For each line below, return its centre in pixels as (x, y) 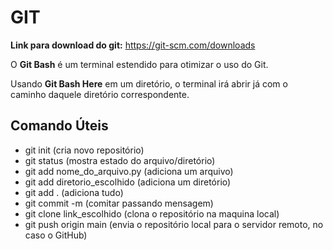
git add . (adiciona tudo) (74, 192)
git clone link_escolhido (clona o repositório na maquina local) (152, 213)
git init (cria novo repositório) (84, 150)
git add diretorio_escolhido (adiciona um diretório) (128, 182)
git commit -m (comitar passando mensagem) (119, 203)
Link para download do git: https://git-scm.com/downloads (133, 45)
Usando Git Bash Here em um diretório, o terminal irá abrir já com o (149, 83)
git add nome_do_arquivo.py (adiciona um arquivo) (129, 171)
